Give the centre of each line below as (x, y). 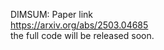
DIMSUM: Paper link (52, 14)
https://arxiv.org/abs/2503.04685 (79, 25)
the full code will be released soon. (82, 35)
